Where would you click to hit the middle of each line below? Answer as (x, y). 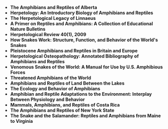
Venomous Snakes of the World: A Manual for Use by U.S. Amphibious (86, 67)
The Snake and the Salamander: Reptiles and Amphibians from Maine (86, 116)
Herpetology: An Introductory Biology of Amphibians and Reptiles (82, 13)
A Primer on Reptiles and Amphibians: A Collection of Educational (81, 23)
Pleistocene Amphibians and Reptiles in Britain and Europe (74, 51)
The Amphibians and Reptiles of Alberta (54, 7)
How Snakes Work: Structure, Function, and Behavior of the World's (84, 40)
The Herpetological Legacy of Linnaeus (53, 18)
